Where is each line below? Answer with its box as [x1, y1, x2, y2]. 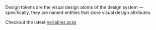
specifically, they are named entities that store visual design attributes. [5, 9, 152, 15]
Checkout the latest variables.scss [5, 19, 76, 25]
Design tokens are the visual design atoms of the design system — [5, 4, 143, 10]
